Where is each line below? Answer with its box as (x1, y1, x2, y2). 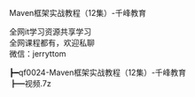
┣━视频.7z (9, 78, 51, 88)
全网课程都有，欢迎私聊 (9, 38, 95, 48)
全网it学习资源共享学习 (9, 26, 91, 37)
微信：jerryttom (9, 48, 66, 59)
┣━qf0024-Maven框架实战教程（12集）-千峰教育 (9, 67, 187, 78)
